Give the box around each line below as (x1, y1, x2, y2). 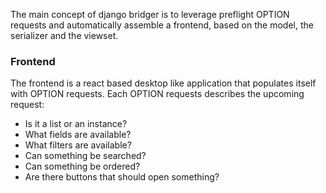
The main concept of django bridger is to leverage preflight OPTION (10, 9, 290, 20)
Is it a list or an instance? (24, 118, 128, 130)
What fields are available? (24, 129, 132, 141)
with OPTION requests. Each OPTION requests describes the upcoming (10, 88, 305, 100)
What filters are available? (24, 139, 132, 151)
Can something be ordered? (24, 160, 141, 173)
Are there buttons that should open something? (24, 171, 220, 183)
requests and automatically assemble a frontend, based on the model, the (10, 19, 314, 31)
